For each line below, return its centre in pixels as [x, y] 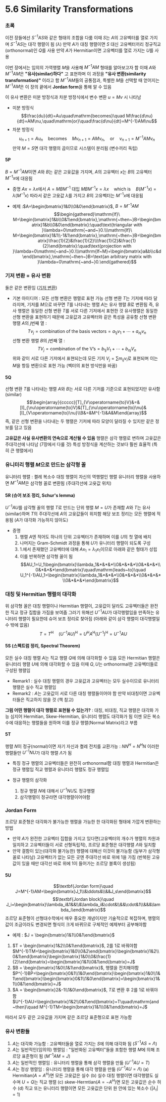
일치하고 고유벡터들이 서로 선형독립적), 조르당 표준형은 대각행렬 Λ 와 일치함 [84, 845]
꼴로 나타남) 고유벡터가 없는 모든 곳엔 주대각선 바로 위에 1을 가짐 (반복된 [82, 857]
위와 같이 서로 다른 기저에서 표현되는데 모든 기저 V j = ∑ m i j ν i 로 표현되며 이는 [85, 359]
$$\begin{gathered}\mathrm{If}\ [87, 214]
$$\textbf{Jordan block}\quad [83, 899]
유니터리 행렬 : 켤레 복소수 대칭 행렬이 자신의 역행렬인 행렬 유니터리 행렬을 [76, 476]
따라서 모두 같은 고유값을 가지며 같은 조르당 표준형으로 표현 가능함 [69, 1017]
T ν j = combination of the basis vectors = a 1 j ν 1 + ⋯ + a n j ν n [87, 332]
